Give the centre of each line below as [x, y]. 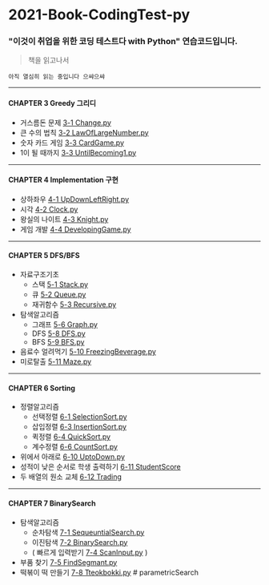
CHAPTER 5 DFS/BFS [44, 256]
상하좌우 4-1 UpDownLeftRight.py [74, 199]
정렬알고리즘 [40, 407]
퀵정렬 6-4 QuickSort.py [71, 437]
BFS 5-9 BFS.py [58, 342]
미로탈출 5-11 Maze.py [56, 361]
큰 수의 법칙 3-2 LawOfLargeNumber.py [84, 132]
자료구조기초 [40, 275]
